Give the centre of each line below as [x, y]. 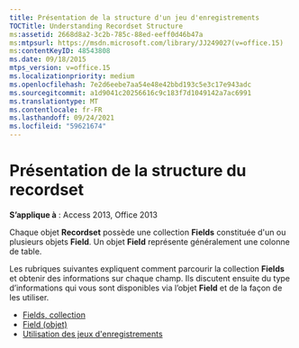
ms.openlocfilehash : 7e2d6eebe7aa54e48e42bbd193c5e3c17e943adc [131, 85]
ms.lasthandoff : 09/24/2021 [62, 118]
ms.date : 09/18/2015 [48, 59]
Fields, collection [54, 315]
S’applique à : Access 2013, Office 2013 [83, 214]
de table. [26, 251]
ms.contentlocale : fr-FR [56, 110]
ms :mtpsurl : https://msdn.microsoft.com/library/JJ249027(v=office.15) [146, 43]
